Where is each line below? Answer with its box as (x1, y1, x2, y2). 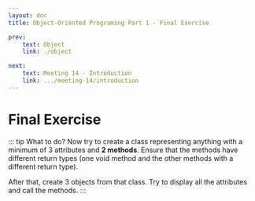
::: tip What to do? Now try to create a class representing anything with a (8, 136, 243, 146)
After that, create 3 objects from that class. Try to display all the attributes (8, 177, 248, 186)
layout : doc (8, 11, 47, 20)
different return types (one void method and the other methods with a (8, 153, 234, 162)
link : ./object (22, 48, 72, 56)
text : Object (22, 40, 65, 48)
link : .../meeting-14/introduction (22, 76, 139, 84)
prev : (8, 33, 26, 41)
